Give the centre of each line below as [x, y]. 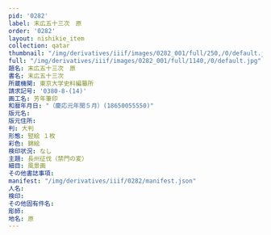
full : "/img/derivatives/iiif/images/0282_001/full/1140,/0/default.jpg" [135, 61]
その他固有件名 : [31, 204]
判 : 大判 [21, 128]
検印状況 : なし [30, 151]
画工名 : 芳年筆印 [33, 99]
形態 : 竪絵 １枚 [32, 136]
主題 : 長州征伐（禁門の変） [48, 158]
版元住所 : [22, 121]
